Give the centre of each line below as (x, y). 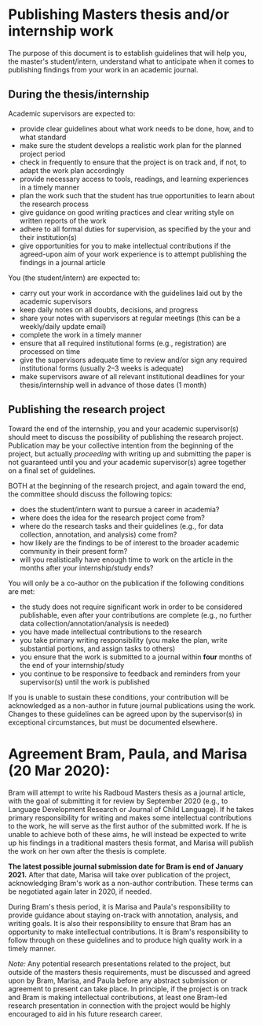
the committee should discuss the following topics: (90, 494)
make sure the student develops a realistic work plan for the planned (130, 145)
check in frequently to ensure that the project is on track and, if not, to (133, 162)
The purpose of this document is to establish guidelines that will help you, (128, 53)
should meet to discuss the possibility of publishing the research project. (126, 437)
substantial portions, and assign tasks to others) (97, 648)
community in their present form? (73, 551)
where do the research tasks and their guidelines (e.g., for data (121, 526)
